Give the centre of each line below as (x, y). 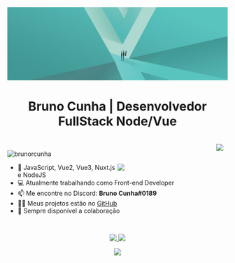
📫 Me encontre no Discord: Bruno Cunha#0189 (87, 193)
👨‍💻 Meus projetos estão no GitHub (67, 204)
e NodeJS (32, 175)
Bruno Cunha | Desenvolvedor (117, 106)
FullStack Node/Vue (117, 121)
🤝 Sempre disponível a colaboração (69, 211)
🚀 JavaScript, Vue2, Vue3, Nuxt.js (66, 168)
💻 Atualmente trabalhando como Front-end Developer (96, 183)
